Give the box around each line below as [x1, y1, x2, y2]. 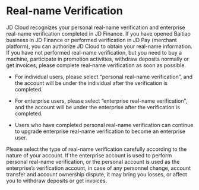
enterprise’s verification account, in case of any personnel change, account [6, 164, 191, 172]
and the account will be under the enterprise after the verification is [14, 103, 180, 110]
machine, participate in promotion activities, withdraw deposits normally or [6, 55, 189, 62]
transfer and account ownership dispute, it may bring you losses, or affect [6, 170, 187, 178]
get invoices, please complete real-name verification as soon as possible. [6, 61, 186, 69]
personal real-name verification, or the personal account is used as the [6, 158, 180, 165]
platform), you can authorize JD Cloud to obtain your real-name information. [6, 43, 193, 50]
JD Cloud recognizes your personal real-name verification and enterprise [6, 24, 185, 31]
